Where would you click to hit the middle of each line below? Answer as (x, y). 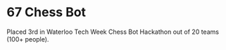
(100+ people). (28, 39)
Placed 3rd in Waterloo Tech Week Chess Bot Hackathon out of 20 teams (113, 32)
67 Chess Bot (46, 12)
